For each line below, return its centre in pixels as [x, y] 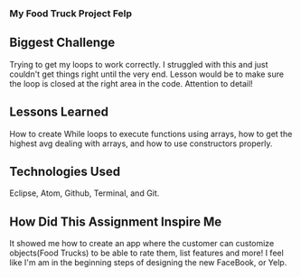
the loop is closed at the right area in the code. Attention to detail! [131, 83]
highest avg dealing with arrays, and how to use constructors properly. [141, 143]
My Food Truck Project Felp [71, 14]
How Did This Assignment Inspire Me [116, 222]
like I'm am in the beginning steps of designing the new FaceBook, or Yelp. [148, 263]
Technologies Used [65, 171]
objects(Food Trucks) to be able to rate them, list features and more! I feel [147, 253]
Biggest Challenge [62, 43]
